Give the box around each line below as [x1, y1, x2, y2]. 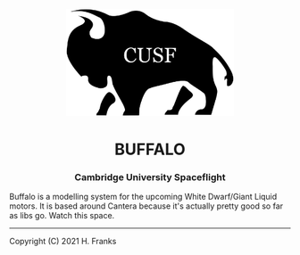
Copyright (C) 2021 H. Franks [9, 235, 117, 246]
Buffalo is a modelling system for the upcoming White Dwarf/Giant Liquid [9, 191, 278, 202]
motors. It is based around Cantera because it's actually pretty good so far [9, 201, 284, 211]
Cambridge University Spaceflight [74, 170, 226, 183]
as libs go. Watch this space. [9, 210, 115, 220]
